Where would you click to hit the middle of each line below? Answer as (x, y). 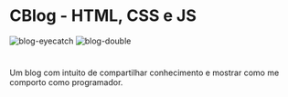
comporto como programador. (66, 82)
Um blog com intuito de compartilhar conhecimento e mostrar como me (144, 73)
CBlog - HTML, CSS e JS (103, 16)
